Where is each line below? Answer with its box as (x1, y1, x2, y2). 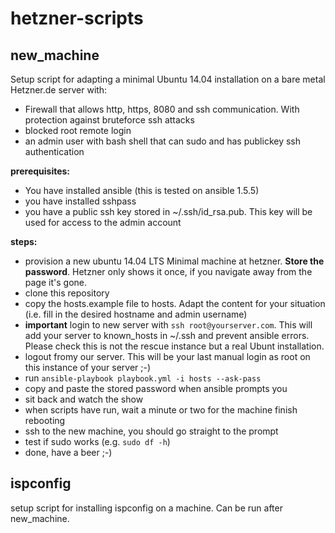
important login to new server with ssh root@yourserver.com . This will (24, 319, 313, 331)
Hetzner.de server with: (10, 84, 108, 96)
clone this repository (24, 287, 110, 299)
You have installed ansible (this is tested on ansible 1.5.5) (24, 185, 260, 196)
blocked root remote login (24, 125, 132, 136)
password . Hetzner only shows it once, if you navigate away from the (24, 266, 313, 277)
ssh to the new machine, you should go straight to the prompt (24, 425, 279, 437)
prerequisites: (10, 165, 71, 177)
